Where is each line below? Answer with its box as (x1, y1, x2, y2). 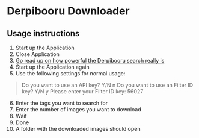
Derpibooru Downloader (7, 4, 130, 18)
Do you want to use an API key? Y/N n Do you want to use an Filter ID (21, 81, 194, 89)
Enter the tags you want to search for (15, 99, 108, 107)
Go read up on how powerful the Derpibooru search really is (15, 57, 165, 64)
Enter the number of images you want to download (15, 106, 142, 113)
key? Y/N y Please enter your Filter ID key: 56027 (21, 88, 144, 95)
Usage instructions (7, 28, 80, 39)
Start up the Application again (15, 63, 90, 71)
